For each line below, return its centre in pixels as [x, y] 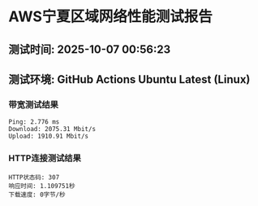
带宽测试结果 [34, 104]
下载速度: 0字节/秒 [37, 195]
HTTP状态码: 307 [34, 177]
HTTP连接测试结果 [45, 158]
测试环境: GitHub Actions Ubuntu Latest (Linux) [129, 79]
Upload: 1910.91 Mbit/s [49, 136]
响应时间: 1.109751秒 [42, 186]
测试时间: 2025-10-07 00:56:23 [90, 49]
